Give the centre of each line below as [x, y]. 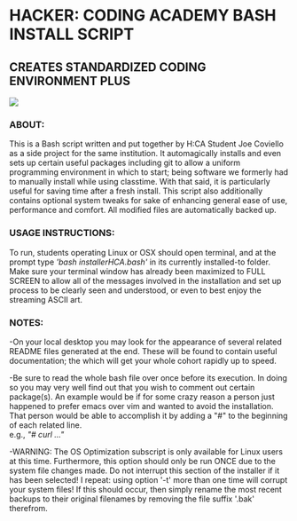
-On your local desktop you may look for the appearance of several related [145, 342]
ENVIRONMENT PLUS [70, 81]
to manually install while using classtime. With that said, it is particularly [140, 182]
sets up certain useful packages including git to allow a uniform [125, 163]
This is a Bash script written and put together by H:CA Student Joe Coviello [146, 144]
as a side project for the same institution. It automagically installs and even [145, 154]
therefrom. [29, 508]
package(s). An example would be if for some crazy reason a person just [142, 397]
